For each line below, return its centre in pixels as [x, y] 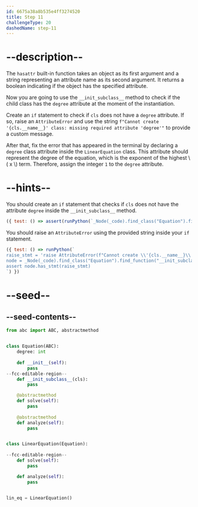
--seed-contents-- [41, 317]
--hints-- [29, 188]
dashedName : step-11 [32, 28]
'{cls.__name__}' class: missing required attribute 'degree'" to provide [98, 128]
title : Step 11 [25, 17]
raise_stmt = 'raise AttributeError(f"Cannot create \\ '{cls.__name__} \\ [99, 255]
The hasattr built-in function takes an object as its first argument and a [93, 74]
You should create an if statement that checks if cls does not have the [92, 205]
